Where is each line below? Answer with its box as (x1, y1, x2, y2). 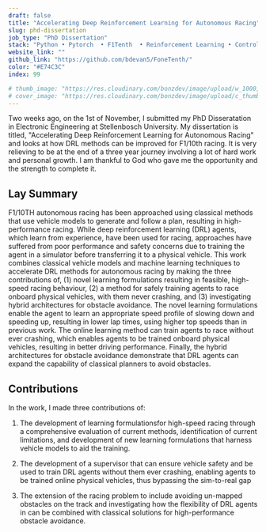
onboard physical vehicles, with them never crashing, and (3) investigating (8, 292, 252, 301)
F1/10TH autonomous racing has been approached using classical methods (8, 208, 253, 217)
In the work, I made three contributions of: (8, 403, 146, 412)
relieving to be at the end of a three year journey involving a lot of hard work (8, 147, 256, 157)
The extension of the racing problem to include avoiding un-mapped (19, 491, 243, 500)
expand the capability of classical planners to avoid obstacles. (8, 359, 211, 368)
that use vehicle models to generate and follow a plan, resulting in (8, 217, 223, 226)
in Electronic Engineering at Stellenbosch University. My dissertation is (8, 122, 239, 131)
